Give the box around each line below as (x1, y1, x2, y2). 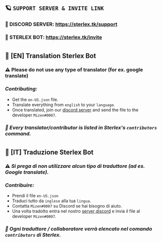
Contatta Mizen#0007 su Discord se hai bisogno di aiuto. (12, 203, 122, 209)
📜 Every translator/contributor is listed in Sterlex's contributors (5, 124, 157, 131)
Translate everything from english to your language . (12, 101, 115, 108)
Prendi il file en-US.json (12, 193, 59, 198)
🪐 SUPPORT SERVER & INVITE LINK (5, 4, 104, 12)
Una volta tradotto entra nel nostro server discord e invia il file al (12, 208, 140, 214)
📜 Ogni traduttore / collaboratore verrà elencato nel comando (5, 225, 152, 232)
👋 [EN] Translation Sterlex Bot (5, 52, 96, 60)
